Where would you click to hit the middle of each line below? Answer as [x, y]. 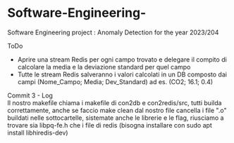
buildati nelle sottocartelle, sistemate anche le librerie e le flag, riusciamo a [116, 118]
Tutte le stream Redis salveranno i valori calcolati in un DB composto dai [122, 74]
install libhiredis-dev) [38, 132]
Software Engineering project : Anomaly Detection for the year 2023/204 [113, 32]
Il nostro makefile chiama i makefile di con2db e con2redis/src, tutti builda [115, 102]
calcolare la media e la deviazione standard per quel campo [104, 67]
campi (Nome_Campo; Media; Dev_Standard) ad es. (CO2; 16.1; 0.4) [115, 81]
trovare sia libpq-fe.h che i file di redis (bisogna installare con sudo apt [110, 125]
